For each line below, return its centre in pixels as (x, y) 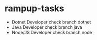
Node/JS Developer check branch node (52, 32)
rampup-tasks (34, 9)
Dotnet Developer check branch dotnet (51, 22)
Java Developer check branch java (47, 27)
